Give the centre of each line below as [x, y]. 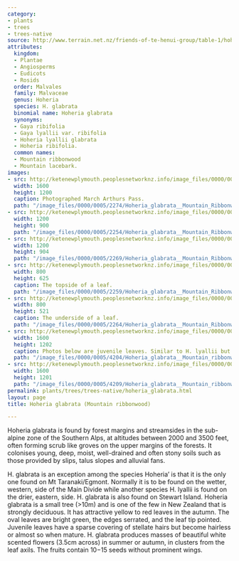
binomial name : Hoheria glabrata [63, 113]
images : [19, 172]
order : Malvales [38, 87]
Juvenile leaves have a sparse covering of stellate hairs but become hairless [119, 528]
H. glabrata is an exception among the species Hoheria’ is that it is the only [117, 474]
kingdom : [27, 54]
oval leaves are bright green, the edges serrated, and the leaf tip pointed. [115, 520]
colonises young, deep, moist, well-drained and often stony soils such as [114, 453]
